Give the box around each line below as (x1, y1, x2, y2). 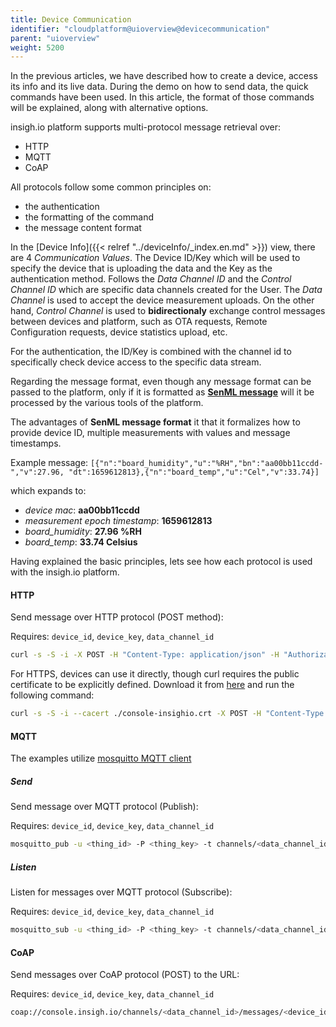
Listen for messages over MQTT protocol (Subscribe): (10, 886, 233, 898)
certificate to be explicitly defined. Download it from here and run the (10, 679, 295, 691)
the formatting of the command (24, 211, 154, 223)
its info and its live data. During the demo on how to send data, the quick (10, 81, 309, 93)
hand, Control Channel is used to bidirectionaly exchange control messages (10, 305, 326, 317)
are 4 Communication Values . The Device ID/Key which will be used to (10, 252, 301, 264)
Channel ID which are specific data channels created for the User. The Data (10, 284, 323, 296)
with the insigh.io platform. (10, 566, 120, 578)
